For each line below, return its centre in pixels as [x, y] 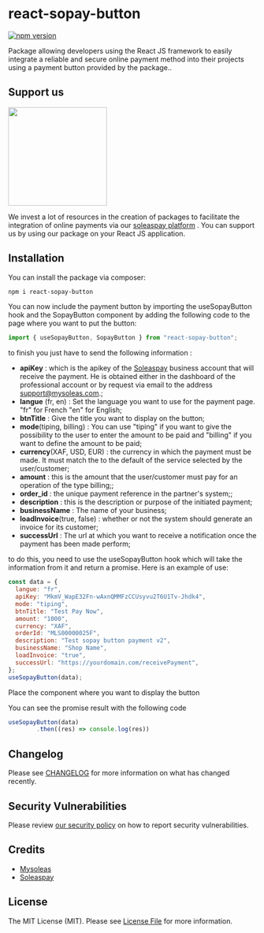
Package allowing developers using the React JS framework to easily [120, 50]
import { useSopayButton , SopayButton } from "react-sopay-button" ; [123, 338]
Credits [27, 850]
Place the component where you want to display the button [104, 692]
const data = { [33, 582]
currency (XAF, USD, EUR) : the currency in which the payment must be [136, 452]
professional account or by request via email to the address [116, 385]
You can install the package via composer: [77, 277]
